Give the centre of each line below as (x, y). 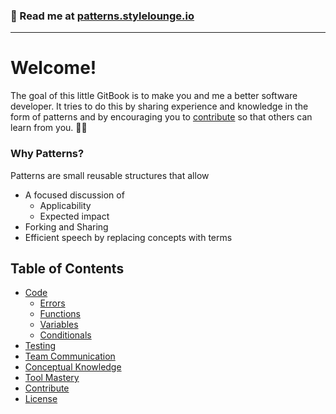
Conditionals (65, 335)
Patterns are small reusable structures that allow (110, 175)
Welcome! (53, 68)
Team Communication (70, 356)
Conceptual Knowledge (73, 367)
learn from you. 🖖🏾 (49, 128)
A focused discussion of (74, 195)
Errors (52, 303)
